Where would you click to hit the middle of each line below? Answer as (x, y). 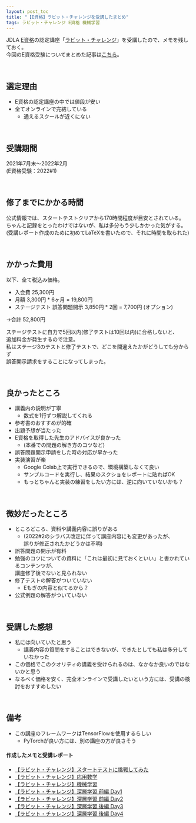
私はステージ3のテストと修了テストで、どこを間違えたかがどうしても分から (98, 346)
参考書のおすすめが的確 (43, 423)
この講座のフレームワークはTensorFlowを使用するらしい (83, 733)
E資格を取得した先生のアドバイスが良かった (68, 438)
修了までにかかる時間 (45, 203)
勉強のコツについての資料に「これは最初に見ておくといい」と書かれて (99, 558)
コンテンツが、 (38, 566)
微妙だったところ (37, 514)
